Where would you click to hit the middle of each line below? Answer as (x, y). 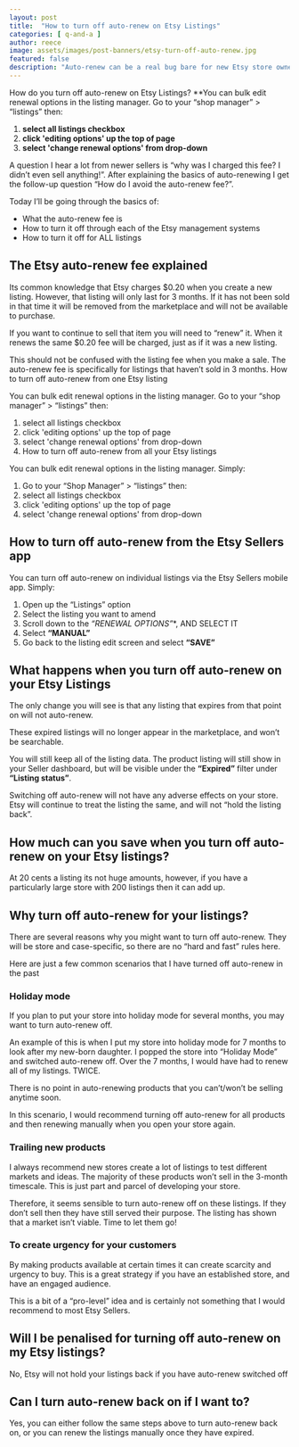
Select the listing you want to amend (89, 614)
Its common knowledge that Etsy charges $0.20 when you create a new (141, 287)
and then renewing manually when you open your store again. (122, 1124)
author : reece (36, 42)
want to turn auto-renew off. (61, 1025)
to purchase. (32, 315)
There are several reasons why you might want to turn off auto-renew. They (148, 937)
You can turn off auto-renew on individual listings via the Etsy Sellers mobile (149, 577)
